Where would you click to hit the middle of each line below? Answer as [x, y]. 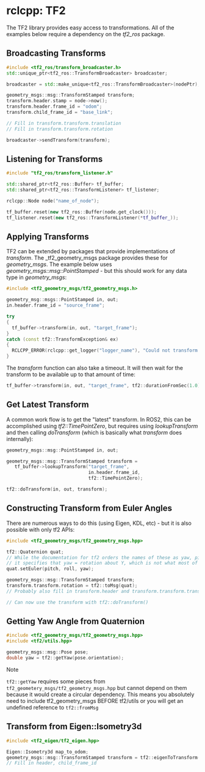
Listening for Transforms [55, 159]
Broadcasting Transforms [56, 54]
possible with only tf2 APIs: [41, 529]
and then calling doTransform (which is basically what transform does [94, 432]
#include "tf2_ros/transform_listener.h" [60, 173]
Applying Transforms [48, 236]
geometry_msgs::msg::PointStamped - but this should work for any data [97, 271]
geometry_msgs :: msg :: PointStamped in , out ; [63, 450]
